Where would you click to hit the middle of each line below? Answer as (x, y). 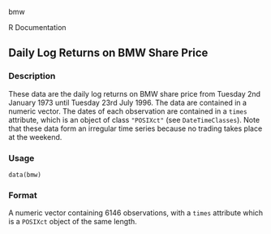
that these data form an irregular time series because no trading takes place (135, 128)
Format (23, 195)
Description (32, 76)
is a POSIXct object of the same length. (73, 222)
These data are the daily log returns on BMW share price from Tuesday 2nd (135, 93)
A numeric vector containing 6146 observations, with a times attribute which (136, 213)
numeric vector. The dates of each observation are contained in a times (128, 111)
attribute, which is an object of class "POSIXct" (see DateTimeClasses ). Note (134, 119)
